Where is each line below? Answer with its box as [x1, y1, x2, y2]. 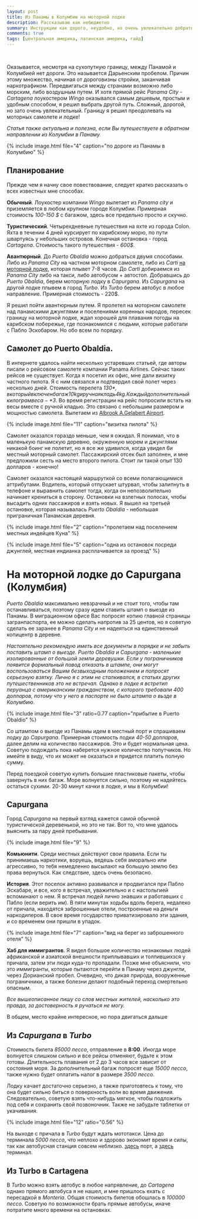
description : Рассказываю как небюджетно [6, 19, 110, 25]
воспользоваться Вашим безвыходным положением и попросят [6, 667, 169, 674]
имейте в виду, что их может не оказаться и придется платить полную [6, 753, 184, 760]
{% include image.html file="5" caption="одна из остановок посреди [6, 541, 177, 548]
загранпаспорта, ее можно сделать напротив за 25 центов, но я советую [6, 618, 192, 626]
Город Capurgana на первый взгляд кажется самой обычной [6, 815, 160, 822]
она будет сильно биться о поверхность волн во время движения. [6, 1089, 174, 1096]
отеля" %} [6, 935, 32, 943]
